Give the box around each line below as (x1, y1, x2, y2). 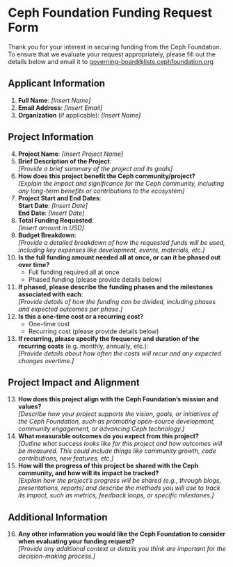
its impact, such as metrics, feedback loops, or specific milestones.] (17, 491, 214, 500)
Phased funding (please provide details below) (28, 275, 162, 283)
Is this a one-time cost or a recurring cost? (17, 312, 144, 321)
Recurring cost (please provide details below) (28, 327, 159, 335)
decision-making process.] (17, 552, 96, 561)
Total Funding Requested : (17, 216, 95, 224)
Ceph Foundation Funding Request (8, 5, 213, 21)
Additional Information (8, 511, 108, 523)
